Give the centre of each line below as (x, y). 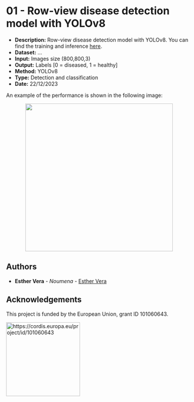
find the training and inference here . (58, 46)
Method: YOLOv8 (36, 71)
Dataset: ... (28, 52)
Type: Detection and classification (56, 77)
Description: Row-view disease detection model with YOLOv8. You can (101, 40)
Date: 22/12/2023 (36, 83)
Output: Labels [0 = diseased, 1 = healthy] (66, 65)
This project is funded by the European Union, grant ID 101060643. (87, 314)
